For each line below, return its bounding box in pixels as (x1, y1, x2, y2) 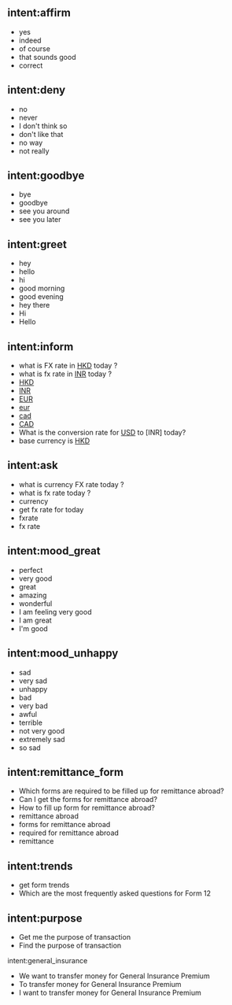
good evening (18, 292, 64, 301)
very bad (18, 700, 48, 711)
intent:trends (7, 859, 73, 873)
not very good (18, 726, 64, 735)
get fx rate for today (18, 504, 84, 514)
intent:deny (7, 83, 66, 97)
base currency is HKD (18, 436, 90, 445)
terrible (18, 718, 42, 727)
